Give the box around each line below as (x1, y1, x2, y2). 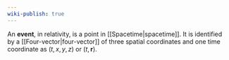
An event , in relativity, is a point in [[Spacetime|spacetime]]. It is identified (7, 30, 223, 38)
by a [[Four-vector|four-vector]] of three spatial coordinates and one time (7, 37, 221, 46)
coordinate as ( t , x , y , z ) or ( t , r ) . (7, 44, 97, 53)
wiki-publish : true (7, 10, 65, 18)
